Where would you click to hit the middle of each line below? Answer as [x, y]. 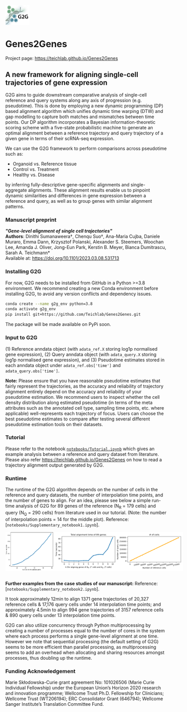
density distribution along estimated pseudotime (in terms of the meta [79, 402]
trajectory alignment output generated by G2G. [55, 465]
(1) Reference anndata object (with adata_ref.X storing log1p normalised [81, 349]
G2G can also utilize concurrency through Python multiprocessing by [78, 625]
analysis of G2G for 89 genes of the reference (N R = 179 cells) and [86, 507]
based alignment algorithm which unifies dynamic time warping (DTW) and [84, 111]
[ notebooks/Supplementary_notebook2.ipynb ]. [53, 589]
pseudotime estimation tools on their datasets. [54, 424]
